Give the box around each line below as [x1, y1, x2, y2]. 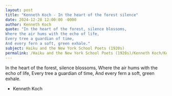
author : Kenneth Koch [5, 22, 52, 27]
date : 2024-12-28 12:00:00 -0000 [5, 17, 77, 22]
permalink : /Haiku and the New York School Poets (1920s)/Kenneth [5, 50, 150, 55]
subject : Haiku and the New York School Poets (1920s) [5, 46, 125, 51]
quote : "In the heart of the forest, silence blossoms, [5, 27, 127, 32]
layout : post [5, 7, 33, 13]
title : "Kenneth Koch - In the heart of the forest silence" [5, 12, 139, 17]
